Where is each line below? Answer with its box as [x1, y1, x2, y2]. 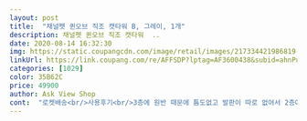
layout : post [9, 13, 59, 23]
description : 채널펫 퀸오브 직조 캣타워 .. [9, 30, 161, 39]
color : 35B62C [9, 73, 64, 82]
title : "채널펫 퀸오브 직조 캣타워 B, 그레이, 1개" [9, 22, 185, 31]
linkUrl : [9, 55, 43, 65]
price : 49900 [9, 81, 59, 90]
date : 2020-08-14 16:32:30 [9, 38, 112, 48]
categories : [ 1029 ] [9, 65, 84, 74]
